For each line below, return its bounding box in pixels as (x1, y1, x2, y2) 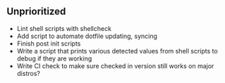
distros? (16, 69, 40, 77)
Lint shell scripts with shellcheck (16, 24, 112, 32)
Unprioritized (6, 6, 66, 18)
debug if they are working (16, 54, 92, 63)
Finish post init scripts (16, 39, 81, 48)
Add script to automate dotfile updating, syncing (16, 32, 158, 40)
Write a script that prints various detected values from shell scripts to (16, 46, 218, 55)
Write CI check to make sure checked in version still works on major (16, 61, 214, 70)
